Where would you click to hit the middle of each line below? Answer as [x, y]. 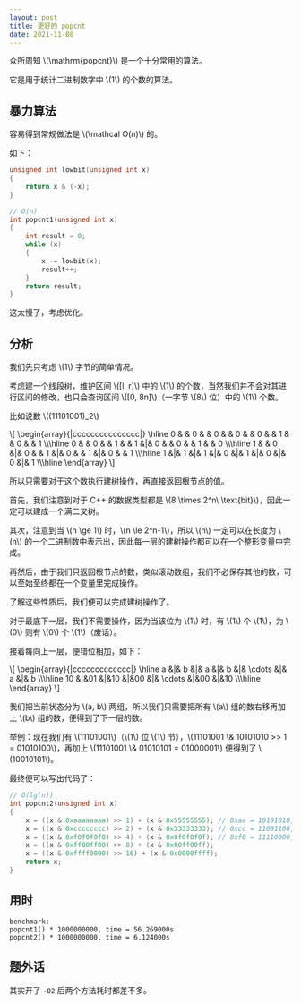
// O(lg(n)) [31, 795]
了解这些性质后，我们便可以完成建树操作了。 [92, 602]
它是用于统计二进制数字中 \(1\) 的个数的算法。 [93, 80]
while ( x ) [44, 245]
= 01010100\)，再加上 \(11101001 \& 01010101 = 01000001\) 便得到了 [133, 748]
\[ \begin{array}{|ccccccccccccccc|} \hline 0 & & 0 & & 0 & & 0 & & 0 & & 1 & [149, 434]
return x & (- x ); [58, 186]
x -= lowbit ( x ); [72, 261]
